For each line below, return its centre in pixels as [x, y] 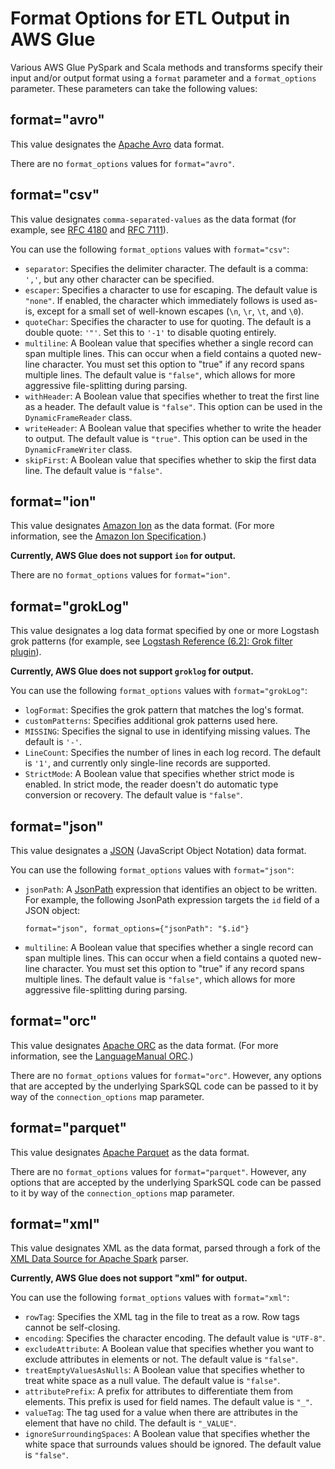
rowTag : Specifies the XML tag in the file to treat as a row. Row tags [162, 1317]
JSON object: [52, 910]
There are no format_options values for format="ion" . [120, 575]
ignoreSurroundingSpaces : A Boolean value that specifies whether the [167, 1434]
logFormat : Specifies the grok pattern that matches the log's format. [164, 710]
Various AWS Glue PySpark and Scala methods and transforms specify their [166, 67]
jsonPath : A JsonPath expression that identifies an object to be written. [171, 889]
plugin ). [26, 652]
